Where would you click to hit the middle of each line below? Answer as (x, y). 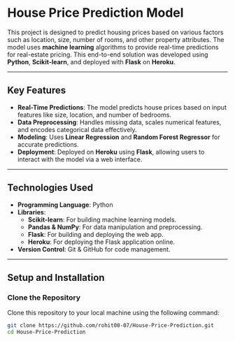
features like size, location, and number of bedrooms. (94, 115)
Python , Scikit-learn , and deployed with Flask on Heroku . (92, 61)
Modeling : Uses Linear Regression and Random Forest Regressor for (119, 137)
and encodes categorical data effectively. (77, 129)
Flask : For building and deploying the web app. (95, 234)
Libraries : (31, 212)
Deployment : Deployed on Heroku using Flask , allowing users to (111, 152)
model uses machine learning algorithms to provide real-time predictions (113, 47)
